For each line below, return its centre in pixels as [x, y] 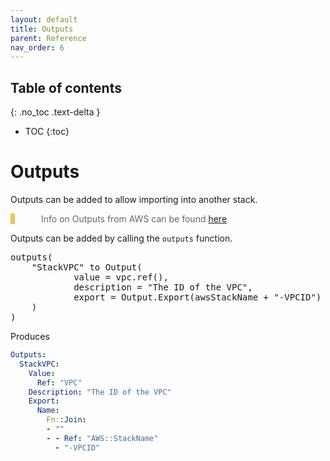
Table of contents [66, 87]
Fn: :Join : [66, 420]
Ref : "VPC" [59, 382]
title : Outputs [42, 29]
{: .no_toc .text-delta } [55, 112]
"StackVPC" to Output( [87, 267]
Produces [30, 336]
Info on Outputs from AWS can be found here [134, 219]
